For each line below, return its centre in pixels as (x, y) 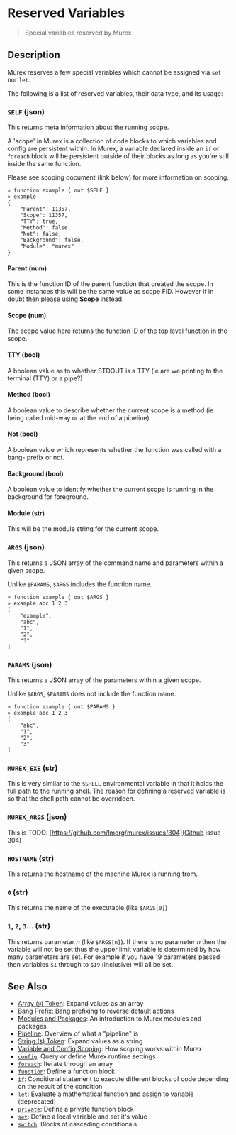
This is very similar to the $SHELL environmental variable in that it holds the (116, 784)
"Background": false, (52, 240)
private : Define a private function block (75, 1109)
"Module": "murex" (47, 246)
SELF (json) (26, 111)
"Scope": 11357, (44, 215)
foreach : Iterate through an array (65, 1064)
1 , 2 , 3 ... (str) (29, 926)
